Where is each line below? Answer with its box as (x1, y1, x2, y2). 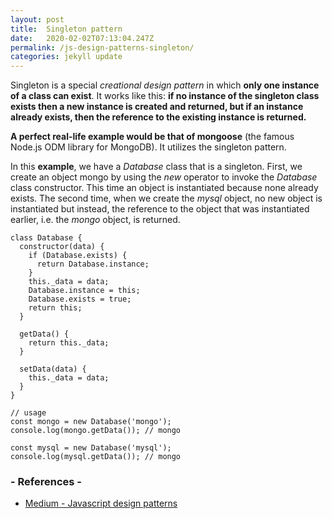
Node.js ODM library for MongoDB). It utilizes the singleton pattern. (10, 141, 287, 153)
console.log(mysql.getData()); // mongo (10, 452, 182, 462)
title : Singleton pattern (10, 24, 123, 34)
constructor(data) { (19, 242, 105, 252)
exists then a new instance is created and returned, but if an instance (10, 101, 304, 113)
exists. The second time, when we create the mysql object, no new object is (10, 192, 323, 205)
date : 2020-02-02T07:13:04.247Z (10, 33, 155, 43)
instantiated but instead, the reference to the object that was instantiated (10, 203, 310, 215)
